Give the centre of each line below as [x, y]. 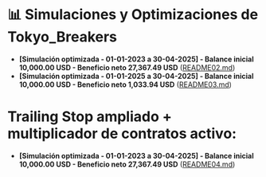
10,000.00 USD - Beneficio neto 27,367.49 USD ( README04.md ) [127, 164]
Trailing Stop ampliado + [90, 117]
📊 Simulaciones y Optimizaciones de [133, 15]
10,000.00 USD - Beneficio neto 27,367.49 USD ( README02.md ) [127, 67]
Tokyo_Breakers [62, 37]
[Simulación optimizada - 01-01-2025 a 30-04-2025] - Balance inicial [136, 76]
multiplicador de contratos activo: [122, 134]
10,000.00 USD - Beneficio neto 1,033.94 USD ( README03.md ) [125, 85]
